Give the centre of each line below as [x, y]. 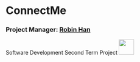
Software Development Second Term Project [62, 53]
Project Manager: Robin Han [48, 30]
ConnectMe [36, 11]
